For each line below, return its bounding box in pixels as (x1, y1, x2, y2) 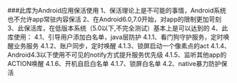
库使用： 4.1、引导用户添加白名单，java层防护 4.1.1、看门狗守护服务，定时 (7, 33, 223, 41)
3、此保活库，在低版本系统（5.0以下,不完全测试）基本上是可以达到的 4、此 (7, 24, 228, 32)
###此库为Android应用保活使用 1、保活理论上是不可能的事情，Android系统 (7, 6, 227, 14)
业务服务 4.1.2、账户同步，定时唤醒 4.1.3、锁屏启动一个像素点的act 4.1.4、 (13, 42, 231, 50)
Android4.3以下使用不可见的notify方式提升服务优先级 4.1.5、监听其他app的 (7, 50, 227, 59)
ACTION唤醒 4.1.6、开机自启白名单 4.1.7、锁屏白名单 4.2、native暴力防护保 (7, 60, 228, 67)
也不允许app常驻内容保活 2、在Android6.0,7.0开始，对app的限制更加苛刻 (7, 15, 222, 23)
